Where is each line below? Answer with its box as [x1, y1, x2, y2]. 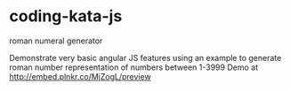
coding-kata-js [9, 6, 123, 27]
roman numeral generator [9, 35, 103, 46]
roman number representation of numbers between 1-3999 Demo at [9, 62, 259, 72]
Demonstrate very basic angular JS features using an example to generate [9, 52, 282, 63]
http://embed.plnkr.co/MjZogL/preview [9, 71, 151, 81]
